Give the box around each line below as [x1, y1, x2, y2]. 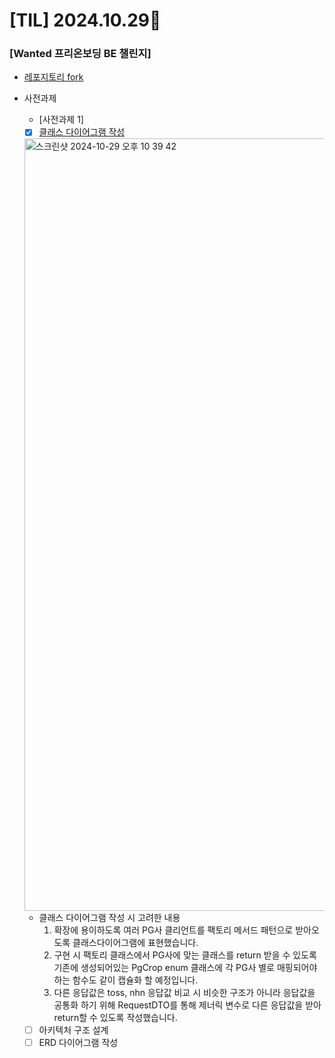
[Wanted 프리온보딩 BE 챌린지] [9, 47, 152, 61]
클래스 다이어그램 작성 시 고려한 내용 [38, 911, 181, 923]
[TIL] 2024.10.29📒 [9, 9, 162, 32]
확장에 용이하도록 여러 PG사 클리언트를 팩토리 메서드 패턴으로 [53, 924, 294, 936]
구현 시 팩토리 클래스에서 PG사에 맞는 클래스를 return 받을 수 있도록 [53, 949, 317, 961]
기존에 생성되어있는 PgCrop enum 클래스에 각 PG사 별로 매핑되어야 [53, 961, 318, 973]
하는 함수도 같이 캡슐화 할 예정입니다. [53, 974, 199, 986]
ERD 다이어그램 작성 [38, 1036, 119, 1048]
